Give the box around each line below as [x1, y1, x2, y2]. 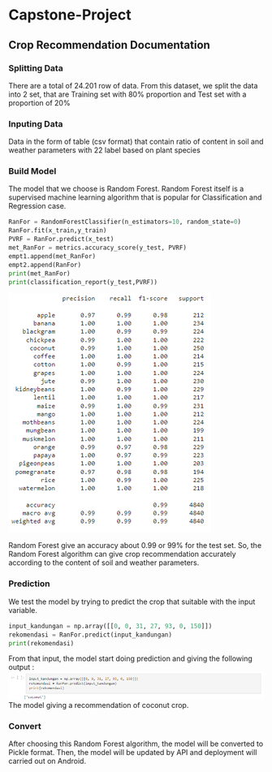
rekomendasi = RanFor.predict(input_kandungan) [8, 631, 173, 639]
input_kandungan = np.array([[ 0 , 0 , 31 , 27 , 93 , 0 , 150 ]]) [8, 622, 213, 630]
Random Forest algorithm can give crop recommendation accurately [8, 550, 237, 559]
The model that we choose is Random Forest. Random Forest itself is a [8, 184, 244, 194]
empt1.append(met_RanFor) [8, 252, 96, 261]
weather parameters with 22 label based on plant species [8, 145, 201, 155]
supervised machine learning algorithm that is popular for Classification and [8, 192, 262, 202]
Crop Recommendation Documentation [8, 38, 211, 52]
